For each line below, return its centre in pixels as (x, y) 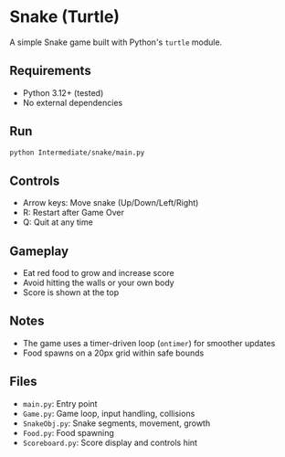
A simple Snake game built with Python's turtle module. (116, 42)
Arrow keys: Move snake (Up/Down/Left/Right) (111, 203)
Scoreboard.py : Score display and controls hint (110, 442)
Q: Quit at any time (58, 222)
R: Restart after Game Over (74, 213)
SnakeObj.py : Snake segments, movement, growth (116, 423)
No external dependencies (73, 102)
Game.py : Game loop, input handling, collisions (109, 413)
